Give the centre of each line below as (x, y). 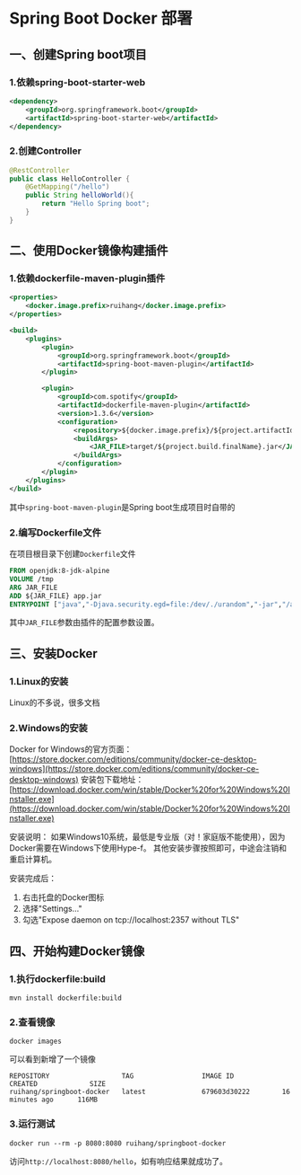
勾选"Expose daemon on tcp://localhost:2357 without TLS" (131, 920)
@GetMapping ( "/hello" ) (68, 187)
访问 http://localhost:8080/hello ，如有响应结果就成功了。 (119, 1161)
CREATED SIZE (57, 1084)
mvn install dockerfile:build (66, 998)
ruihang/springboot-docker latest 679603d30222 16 (150, 1092)
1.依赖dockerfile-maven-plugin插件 (87, 278)
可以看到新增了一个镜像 (52, 1059)
